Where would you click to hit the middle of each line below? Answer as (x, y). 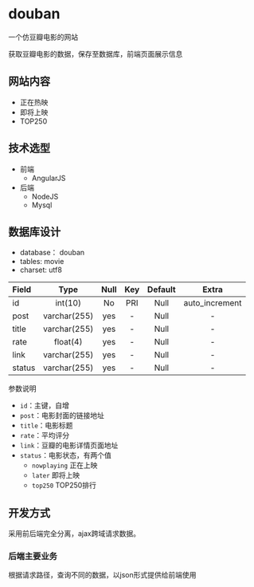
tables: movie (42, 262)
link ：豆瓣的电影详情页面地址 (69, 445)
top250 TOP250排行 (64, 485)
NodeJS (45, 196)
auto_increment (213, 303)
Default (162, 290)
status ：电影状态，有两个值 (65, 455)
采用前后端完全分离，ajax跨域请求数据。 (74, 534)
